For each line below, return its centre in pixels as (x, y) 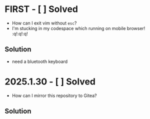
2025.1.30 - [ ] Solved (50, 81)
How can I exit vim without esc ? (44, 23)
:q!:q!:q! (20, 33)
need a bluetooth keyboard (40, 61)
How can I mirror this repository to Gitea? (54, 95)
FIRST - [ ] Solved (41, 9)
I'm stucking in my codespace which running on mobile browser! (78, 28)
